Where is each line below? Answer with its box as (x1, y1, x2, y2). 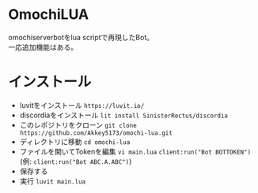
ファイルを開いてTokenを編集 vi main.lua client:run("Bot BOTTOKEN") (19, 147, 252, 156)
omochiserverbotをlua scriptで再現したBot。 (8, 32, 154, 42)
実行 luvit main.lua (19, 176, 85, 186)
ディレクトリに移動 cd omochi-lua (19, 136, 131, 147)
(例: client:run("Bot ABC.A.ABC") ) (19, 156, 132, 166)
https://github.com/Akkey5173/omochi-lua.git (19, 128, 173, 137)
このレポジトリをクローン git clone (19, 120, 137, 129)
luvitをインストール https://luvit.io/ (19, 100, 145, 109)
